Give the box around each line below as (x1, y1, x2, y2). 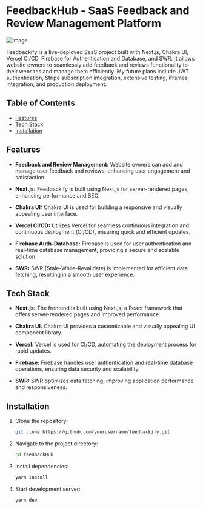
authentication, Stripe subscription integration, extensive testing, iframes (6, 74, 188, 81)
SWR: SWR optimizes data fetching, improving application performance (15, 377, 194, 385)
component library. (15, 329, 62, 336)
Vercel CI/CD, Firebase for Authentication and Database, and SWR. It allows (6, 55, 195, 62)
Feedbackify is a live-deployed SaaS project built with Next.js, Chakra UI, (6, 48, 189, 55)
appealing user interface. (15, 210, 78, 217)
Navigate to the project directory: (15, 440, 98, 447)
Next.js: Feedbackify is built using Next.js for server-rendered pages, (15, 185, 189, 193)
